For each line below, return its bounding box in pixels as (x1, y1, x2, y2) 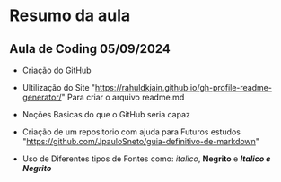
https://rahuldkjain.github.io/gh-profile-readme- (94, 82, 272, 92)
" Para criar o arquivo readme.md (61, 91, 185, 102)
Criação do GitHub (22, 65, 92, 75)
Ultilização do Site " (22, 82, 96, 92)
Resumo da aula (9, 5, 131, 26)
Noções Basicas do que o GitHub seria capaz (22, 109, 190, 119)
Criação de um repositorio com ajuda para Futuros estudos (22, 126, 241, 137)
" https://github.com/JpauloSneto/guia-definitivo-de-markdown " (22, 136, 260, 146)
